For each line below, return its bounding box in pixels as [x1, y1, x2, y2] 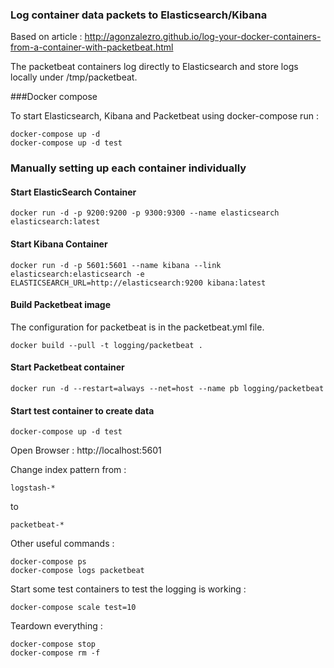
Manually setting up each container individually [10, 161, 247, 175]
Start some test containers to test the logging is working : [10, 583, 247, 595]
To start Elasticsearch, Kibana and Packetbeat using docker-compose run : [10, 110, 319, 122]
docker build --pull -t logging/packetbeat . [10, 340, 203, 350]
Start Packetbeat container [10, 361, 125, 373]
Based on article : [10, 31, 83, 43]
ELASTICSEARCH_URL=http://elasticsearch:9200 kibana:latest [10, 278, 267, 288]
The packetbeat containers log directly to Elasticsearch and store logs [10, 61, 299, 73]
